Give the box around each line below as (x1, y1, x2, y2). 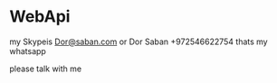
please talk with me (9, 63, 82, 74)
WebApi (9, 6, 71, 27)
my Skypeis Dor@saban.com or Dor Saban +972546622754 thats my (9, 36, 269, 47)
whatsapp (9, 45, 47, 56)
